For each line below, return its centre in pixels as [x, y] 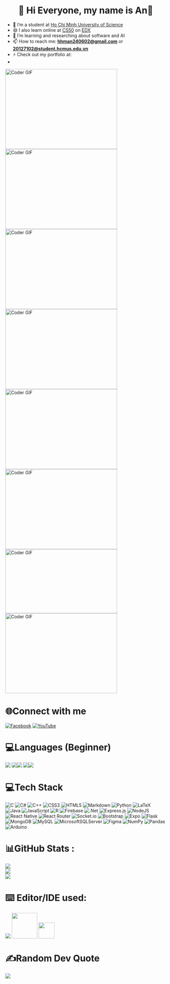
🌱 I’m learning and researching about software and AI [69, 35]
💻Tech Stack [34, 787]
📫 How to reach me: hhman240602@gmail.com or [68, 41]
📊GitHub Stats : [40, 849]
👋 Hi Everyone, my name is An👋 [86, 11]
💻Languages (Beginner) [58, 748]
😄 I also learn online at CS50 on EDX [52, 30]
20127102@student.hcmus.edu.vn [50, 49]
